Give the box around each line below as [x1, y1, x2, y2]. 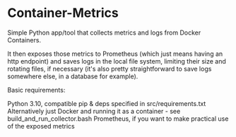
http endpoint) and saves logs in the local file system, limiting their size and [7, 56, 226, 65]
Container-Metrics [7, 5, 119, 21]
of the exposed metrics [7, 121, 76, 130]
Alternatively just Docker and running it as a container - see [7, 107, 181, 115]
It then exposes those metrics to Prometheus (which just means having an [7, 49, 223, 58]
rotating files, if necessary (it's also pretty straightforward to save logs [7, 64, 212, 73]
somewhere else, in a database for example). [7, 72, 138, 81]
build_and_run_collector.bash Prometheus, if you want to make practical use [7, 114, 229, 123]
